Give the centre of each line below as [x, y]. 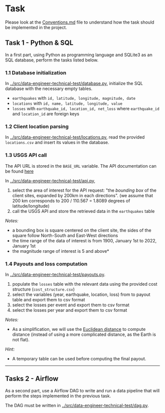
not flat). [21, 339]
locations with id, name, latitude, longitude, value [67, 103]
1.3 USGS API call [26, 155]
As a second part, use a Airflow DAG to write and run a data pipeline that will [82, 390]
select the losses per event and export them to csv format [71, 305]
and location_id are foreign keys [46, 114]
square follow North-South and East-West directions [65, 235]
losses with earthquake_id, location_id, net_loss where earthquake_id [86, 109]
